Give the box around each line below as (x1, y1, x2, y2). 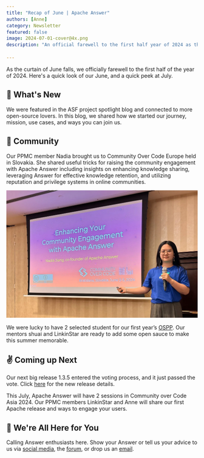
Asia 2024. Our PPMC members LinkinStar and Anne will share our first (6, 399, 184, 406)
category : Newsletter (6, 22, 61, 29)
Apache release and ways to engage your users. (6, 405, 127, 413)
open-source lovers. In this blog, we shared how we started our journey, (6, 112, 187, 120)
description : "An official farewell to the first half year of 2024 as (6, 42, 191, 48)
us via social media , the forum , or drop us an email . (6, 445, 135, 453)
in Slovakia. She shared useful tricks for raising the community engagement (6, 158, 196, 166)
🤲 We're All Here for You (6, 422, 99, 433)
